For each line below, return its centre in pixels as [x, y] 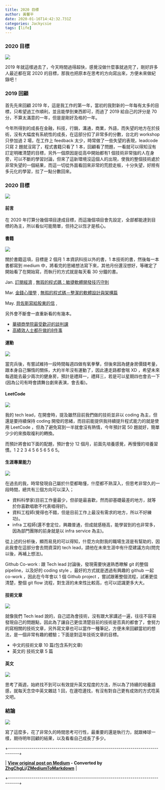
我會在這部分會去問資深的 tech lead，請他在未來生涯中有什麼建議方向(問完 [84, 548]
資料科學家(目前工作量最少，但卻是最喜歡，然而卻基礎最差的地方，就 [82, 500]
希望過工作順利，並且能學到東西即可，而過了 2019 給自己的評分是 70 [87, 111]
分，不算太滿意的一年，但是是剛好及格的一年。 [52, 118]
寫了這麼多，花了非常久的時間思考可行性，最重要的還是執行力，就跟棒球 [78, 732]
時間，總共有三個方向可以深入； [41, 490]
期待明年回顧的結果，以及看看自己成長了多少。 [61, 738]
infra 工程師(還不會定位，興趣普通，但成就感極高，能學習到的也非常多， [85, 525]
